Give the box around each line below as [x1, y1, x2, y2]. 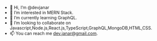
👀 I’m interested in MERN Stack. [9, 10, 74, 15]
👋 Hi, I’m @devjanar [9, 5, 50, 10]
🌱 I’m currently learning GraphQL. [9, 15, 77, 20]
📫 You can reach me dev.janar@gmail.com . [9, 30, 98, 36]
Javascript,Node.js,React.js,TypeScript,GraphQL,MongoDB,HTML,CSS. [9, 25, 153, 31]
